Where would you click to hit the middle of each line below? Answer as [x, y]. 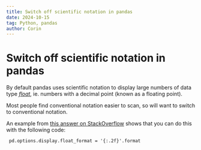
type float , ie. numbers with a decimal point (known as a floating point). [94, 94]
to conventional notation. [37, 112]
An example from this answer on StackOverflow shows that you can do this [99, 124]
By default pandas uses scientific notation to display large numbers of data [99, 88]
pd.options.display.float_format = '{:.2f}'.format [75, 141]
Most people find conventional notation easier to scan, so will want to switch [101, 106]
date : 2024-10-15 [28, 17]
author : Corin [24, 28]
